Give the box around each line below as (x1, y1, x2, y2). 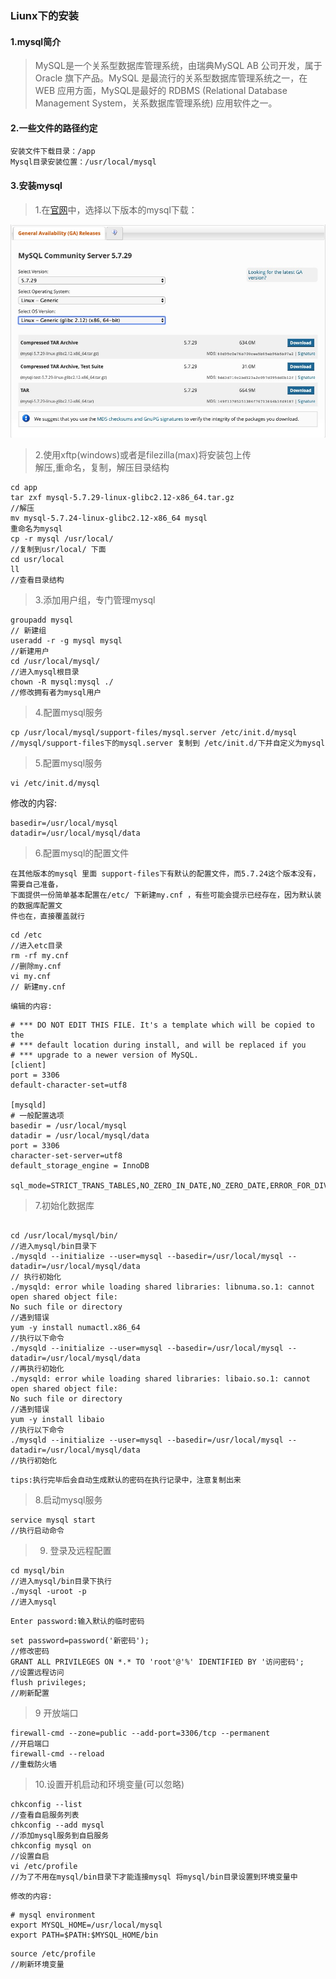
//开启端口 (10, 1738, 50, 1749)
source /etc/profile (10, 1948, 97, 1959)
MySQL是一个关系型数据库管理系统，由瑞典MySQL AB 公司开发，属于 (34, 60, 323, 72)
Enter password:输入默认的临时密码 (10, 1616, 145, 1626)
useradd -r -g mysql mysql (10, 635, 123, 646)
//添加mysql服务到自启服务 (10, 1830, 110, 1841)
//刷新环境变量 (10, 1959, 65, 1969)
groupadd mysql (10, 615, 74, 625)
